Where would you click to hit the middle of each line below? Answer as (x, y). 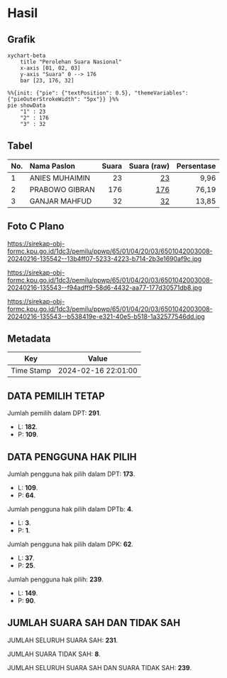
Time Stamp (31, 371)
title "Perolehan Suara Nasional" (71, 62)
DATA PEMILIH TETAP (56, 396)
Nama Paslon (52, 166)
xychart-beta (27, 55)
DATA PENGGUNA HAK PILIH (72, 457)
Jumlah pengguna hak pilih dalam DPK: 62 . (70, 544)
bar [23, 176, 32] (47, 80)
